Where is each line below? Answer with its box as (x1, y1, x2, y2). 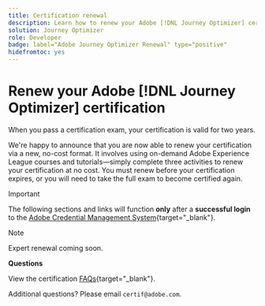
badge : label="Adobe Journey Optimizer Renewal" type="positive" (8, 41, 227, 49)
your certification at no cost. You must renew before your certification (8, 165, 235, 174)
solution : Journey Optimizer (8, 26, 104, 34)
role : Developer (8, 33, 62, 42)
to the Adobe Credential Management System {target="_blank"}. (8, 212, 216, 222)
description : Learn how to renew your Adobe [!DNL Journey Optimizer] (8, 19, 245, 27)
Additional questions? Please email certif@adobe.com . (8, 289, 182, 298)
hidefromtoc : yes (8, 48, 65, 56)
